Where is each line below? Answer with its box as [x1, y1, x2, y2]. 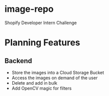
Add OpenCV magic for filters [11, 85, 72, 91]
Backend [4, 57, 32, 65]
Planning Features [4, 37, 81, 48]
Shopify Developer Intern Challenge [4, 20, 77, 26]
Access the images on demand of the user [11, 75, 98, 81]
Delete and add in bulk [11, 80, 57, 86]
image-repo [4, 3, 54, 15]
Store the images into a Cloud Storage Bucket [11, 69, 104, 75]
